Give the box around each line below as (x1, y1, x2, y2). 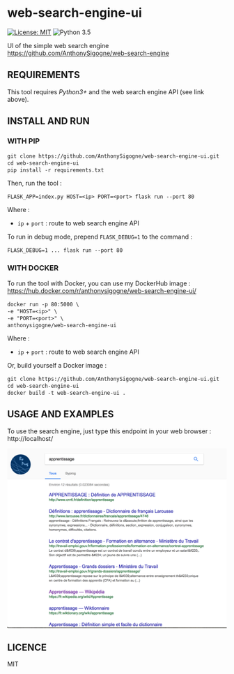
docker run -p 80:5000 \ (7, 301, 79, 308)
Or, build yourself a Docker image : (7, 361, 107, 369)
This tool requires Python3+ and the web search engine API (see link (7, 87, 204, 96)
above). (7, 95, 29, 103)
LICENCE (7, 641, 47, 653)
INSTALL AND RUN (7, 115, 91, 127)
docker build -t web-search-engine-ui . (7, 389, 127, 396)
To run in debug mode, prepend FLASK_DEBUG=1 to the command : (7, 232, 193, 241)
